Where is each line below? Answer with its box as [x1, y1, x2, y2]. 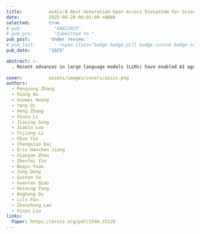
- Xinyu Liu [11, 208, 42, 214]
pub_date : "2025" [6, 48, 65, 54]
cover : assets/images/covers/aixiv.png [6, 75, 129, 81]
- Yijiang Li [11, 130, 44, 136]
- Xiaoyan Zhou [11, 152, 49, 158]
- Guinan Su [11, 174, 42, 180]
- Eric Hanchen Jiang [11, 146, 65, 152]
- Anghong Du [11, 191, 44, 197]
